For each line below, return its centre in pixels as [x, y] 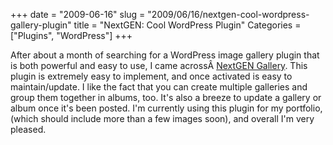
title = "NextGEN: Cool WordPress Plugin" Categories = [187, 25]
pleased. [28, 129]
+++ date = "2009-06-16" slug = [78, 14]
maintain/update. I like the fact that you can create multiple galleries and [159, 87]
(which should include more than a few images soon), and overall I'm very [162, 118]
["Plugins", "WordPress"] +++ [71, 35]
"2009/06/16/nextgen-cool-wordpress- [228, 14]
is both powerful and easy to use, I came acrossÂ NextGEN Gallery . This [159, 65]
